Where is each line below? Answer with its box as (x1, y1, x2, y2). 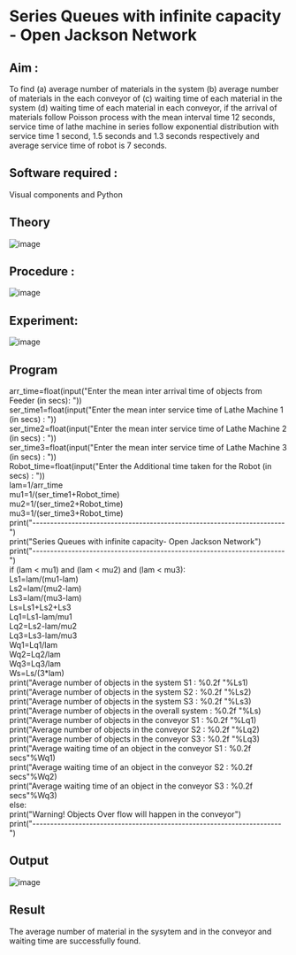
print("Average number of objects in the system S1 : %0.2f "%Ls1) (9, 677, 249, 688)
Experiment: (9, 312, 79, 328)
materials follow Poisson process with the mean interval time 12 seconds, (9, 112, 276, 122)
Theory (9, 215, 51, 230)
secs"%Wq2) (9, 772, 57, 782)
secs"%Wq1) (9, 752, 56, 763)
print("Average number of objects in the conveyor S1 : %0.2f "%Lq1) (9, 715, 257, 726)
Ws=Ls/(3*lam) (9, 668, 65, 679)
